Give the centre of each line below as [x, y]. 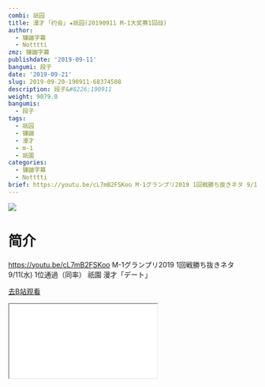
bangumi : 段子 [30, 67]
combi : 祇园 [26, 15]
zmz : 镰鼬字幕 [29, 52]
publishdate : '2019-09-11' [52, 60]
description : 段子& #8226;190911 [60, 89]
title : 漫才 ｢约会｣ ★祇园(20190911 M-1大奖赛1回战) [88, 23]
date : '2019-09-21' [40, 74]
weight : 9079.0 [33, 97]
